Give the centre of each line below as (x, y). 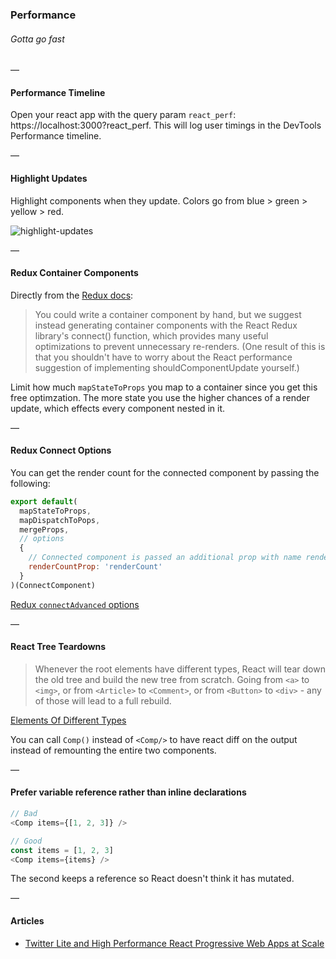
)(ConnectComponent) (53, 585)
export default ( (44, 501)
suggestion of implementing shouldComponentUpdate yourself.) (167, 367)
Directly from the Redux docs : (72, 295)
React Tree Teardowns (58, 647)
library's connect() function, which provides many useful (151, 335)
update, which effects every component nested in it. (118, 408)
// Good (26, 841)
